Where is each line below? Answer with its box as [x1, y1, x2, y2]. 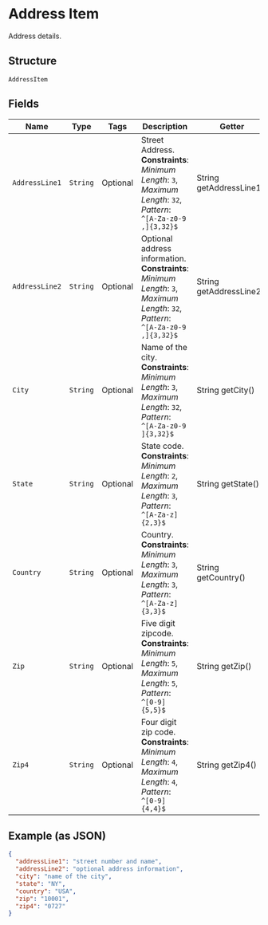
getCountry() [196, 572, 246, 583]
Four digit [140, 716, 177, 727]
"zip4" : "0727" [15, 902, 66, 910]
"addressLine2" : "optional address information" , [15, 865, 183, 873]
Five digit [140, 617, 175, 628]
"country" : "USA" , [15, 887, 77, 895]
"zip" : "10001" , [15, 895, 69, 903]
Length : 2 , [140, 470, 178, 481]
